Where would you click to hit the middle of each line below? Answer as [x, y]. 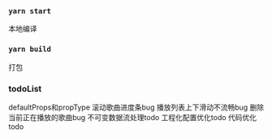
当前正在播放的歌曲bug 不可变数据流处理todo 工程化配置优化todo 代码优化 [133, 117]
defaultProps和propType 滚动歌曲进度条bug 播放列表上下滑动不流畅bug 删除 [136, 107]
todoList [25, 88]
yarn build [30, 50]
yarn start [30, 11]
